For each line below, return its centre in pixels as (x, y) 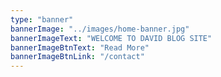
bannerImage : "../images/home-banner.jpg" (100, 29)
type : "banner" (42, 19)
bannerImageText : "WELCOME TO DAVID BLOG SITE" (111, 38)
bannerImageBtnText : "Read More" (80, 47)
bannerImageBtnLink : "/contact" (77, 57)
